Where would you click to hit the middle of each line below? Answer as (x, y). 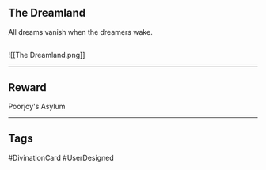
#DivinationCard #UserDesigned (61, 157)
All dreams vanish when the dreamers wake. (80, 32)
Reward (28, 87)
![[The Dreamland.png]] (47, 55)
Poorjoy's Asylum (37, 107)
